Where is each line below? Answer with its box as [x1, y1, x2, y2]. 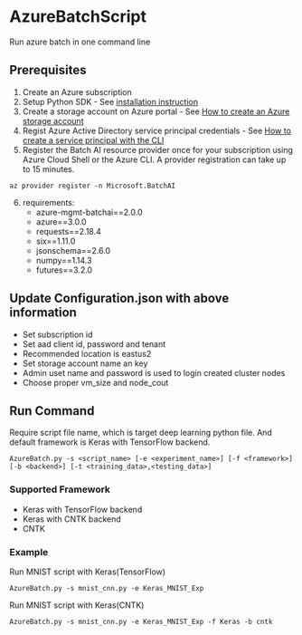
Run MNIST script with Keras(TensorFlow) [9, 566, 165, 577]
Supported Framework [9, 483, 111, 495]
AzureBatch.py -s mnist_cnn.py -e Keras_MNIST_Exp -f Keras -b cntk [9, 617, 273, 626]
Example [9, 545, 49, 558]
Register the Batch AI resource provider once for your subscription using [22, 144, 294, 155]
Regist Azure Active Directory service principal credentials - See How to [22, 125, 292, 136]
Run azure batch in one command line [9, 36, 151, 47]
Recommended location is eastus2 [22, 348, 152, 359]
